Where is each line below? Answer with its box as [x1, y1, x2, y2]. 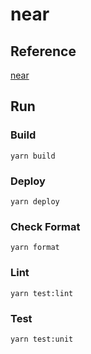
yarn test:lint [10, 288, 74, 298]
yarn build [10, 151, 56, 161]
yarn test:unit [10, 334, 74, 344]
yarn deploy [10, 196, 60, 207]
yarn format [10, 243, 60, 253]
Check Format [10, 219, 81, 233]
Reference [10, 43, 77, 60]
